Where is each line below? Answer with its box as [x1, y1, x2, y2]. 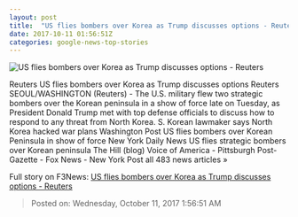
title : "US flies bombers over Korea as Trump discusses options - [9, 21, 268, 30]
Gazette [9, 154, 38, 165]
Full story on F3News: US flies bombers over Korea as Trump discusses [9, 172, 271, 182]
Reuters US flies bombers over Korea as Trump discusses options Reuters [9, 79, 279, 89]
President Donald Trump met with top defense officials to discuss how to [9, 107, 275, 118]
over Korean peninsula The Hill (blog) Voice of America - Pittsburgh [9, 145, 255, 156]
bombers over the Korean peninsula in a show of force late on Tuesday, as [9, 98, 281, 109]
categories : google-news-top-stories [9, 37, 149, 47]
